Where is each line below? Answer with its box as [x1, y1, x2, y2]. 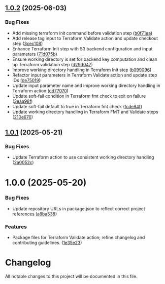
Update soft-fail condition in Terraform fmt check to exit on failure [12, 93, 146, 99]
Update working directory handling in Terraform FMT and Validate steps [12, 109, 159, 115]
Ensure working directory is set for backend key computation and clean [12, 56, 158, 62]
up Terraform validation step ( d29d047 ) [12, 61, 93, 67]
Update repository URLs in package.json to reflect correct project [12, 205, 145, 211]
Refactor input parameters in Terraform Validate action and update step [12, 72, 158, 78]
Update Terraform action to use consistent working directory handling [12, 154, 154, 160]
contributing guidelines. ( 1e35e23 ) [12, 240, 82, 246]
